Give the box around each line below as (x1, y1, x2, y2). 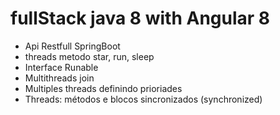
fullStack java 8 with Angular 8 (10, 7, 271, 30)
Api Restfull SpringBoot (24, 40, 121, 52)
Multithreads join (24, 72, 95, 84)
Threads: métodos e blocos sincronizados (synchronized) (24, 93, 263, 105)
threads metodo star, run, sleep (24, 50, 155, 62)
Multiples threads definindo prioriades (24, 82, 183, 94)
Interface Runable (24, 61, 99, 73)
